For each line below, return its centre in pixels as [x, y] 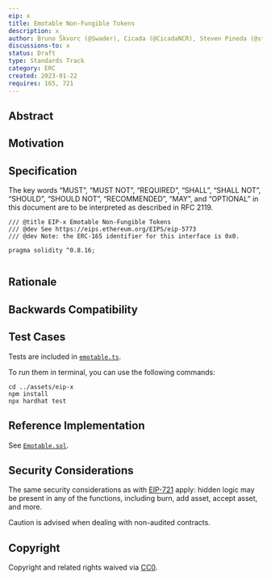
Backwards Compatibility [73, 309]
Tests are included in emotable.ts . [65, 357]
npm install [28, 394]
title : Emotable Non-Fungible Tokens [72, 23]
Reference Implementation [77, 426]
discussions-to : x [39, 46]
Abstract [31, 116]
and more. [25, 507]
